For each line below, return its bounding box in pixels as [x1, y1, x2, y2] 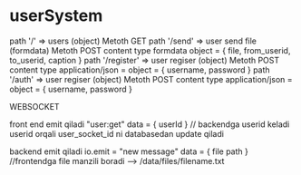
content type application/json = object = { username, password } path [9, 64, 270, 75]
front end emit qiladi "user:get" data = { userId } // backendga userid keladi [9, 119, 290, 130]
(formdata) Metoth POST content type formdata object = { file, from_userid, [9, 44, 291, 55]
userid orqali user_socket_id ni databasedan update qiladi [9, 128, 225, 139]
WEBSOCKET [9, 101, 61, 112]
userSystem [9, 5, 103, 26]
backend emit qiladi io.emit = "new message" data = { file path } [9, 146, 249, 157]
